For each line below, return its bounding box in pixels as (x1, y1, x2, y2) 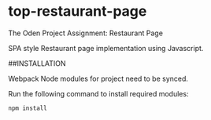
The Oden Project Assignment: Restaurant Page (8, 28, 164, 38)
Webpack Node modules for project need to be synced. (8, 74, 189, 83)
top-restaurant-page (8, 2, 147, 20)
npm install (8, 104, 47, 112)
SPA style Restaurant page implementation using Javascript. (8, 43, 204, 53)
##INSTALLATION (8, 58, 66, 68)
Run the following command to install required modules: (8, 89, 189, 98)
